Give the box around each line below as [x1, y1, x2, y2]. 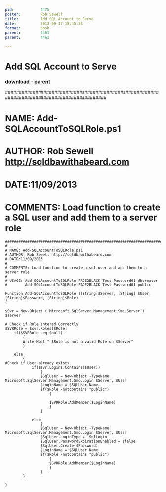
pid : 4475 [5, 7, 50, 12]
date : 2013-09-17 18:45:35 [5, 21, 83, 26]
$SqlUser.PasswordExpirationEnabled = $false [40, 439, 136, 444]
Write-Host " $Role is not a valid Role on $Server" [23, 339, 134, 344]
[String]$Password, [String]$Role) [5, 295, 79, 300]
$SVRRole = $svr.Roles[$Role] [5, 326, 68, 331]
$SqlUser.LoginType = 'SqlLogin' [40, 434, 110, 439]
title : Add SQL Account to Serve [5, 16, 94, 21]
